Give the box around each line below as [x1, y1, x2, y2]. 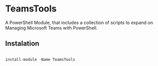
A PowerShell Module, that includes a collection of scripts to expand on [5, 19, 153, 25]
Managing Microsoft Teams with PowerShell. [5, 24, 98, 30]
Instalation [5, 39, 39, 48]
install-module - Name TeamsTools [5, 57, 75, 62]
